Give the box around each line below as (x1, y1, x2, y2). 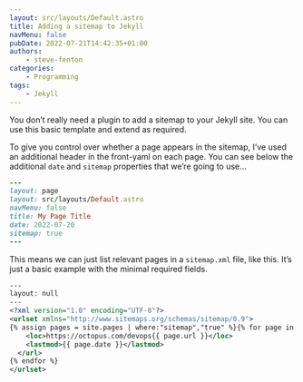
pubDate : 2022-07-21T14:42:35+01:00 (9, 38, 148, 48)
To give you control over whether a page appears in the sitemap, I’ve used (9, 142, 288, 152)
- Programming (25, 73, 79, 82)
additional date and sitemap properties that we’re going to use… (9, 161, 247, 171)
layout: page (9, 187, 59, 196)
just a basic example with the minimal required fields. (9, 263, 208, 274)
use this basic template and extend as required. (9, 123, 188, 134)
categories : (9, 64, 54, 73)
